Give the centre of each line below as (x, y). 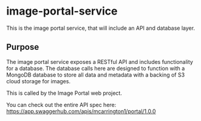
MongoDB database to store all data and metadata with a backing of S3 (96, 75)
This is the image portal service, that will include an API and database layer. (101, 28)
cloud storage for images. (39, 81)
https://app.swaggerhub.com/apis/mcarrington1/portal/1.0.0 (81, 111)
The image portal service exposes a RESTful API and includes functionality (100, 61)
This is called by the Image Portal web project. (64, 93)
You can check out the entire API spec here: (61, 105)
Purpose (23, 47)
